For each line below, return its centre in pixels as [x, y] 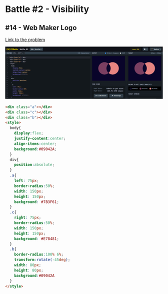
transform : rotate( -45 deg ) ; [42, 260]
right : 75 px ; [28, 218]
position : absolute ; [34, 165]
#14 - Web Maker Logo [41, 28]
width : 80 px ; [28, 265]
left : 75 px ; [26, 181]
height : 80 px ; [29, 270]
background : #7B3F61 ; [36, 202]
